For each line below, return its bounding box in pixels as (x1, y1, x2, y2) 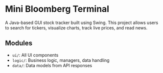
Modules (5, 39, 33, 48)
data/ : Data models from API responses (12, 62, 92, 68)
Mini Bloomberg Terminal (5, 3, 109, 15)
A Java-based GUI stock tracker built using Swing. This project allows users (5, 20, 158, 25)
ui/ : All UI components (12, 52, 59, 58)
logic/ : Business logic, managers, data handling (12, 57, 110, 63)
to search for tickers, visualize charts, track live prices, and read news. (5, 24, 148, 30)
